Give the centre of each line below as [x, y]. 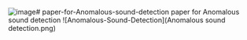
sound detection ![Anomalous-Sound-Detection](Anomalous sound [117, 20]
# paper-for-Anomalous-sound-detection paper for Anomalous [138, 12]
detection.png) [32, 28]
